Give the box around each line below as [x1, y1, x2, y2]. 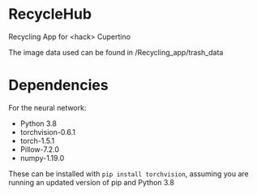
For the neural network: [8, 102, 87, 112]
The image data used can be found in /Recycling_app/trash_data [8, 47, 224, 57]
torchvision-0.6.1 [19, 127, 75, 136]
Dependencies [8, 76, 109, 94]
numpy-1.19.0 [19, 153, 65, 162]
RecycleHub [8, 5, 92, 24]
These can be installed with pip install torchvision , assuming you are [8, 168, 249, 179]
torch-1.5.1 [19, 136, 55, 145]
